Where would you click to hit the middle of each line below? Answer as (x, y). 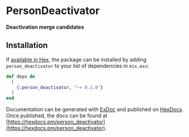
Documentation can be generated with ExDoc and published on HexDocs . (95, 109)
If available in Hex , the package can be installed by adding (76, 59)
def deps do (20, 76)
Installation (27, 45)
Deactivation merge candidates (45, 27)
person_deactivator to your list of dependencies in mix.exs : (78, 66)
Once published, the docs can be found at (57, 116)
